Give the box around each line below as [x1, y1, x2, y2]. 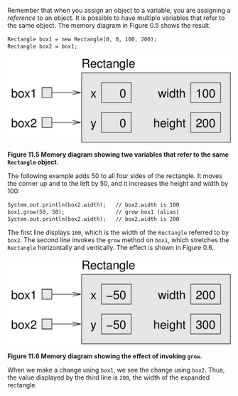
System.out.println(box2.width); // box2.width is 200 [7, 215, 180, 223]
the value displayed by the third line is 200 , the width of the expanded [7, 373, 210, 382]
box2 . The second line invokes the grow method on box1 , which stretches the [7, 235, 229, 244]
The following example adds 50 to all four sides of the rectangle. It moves [7, 171, 222, 180]
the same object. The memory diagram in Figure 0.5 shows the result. [7, 21, 211, 29]
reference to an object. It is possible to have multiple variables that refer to [7, 14, 225, 22]
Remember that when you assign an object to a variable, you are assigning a [7, 6, 231, 14]
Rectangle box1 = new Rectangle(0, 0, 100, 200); [7, 36, 158, 43]
